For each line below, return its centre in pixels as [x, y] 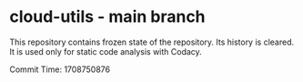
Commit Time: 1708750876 [60, 69]
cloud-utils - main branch [108, 17]
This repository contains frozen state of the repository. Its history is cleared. [151, 42]
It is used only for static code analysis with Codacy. [106, 51]
